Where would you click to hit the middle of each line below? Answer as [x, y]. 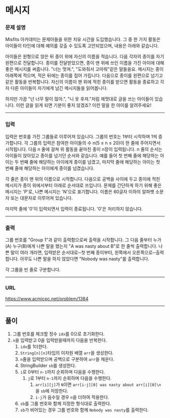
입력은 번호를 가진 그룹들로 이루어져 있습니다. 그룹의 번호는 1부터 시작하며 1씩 [81, 136]
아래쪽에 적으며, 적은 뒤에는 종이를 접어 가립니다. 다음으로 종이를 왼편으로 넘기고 [84, 75]
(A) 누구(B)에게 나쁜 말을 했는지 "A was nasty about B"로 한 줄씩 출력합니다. [81, 246]
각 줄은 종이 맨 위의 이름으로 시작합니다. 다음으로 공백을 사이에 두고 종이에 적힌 [83, 179]
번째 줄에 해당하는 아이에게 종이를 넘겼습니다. [50, 168]
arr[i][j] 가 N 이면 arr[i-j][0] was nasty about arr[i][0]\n [98, 385]
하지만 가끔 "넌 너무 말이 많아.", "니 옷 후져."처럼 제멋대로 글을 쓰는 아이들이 [79, 99]
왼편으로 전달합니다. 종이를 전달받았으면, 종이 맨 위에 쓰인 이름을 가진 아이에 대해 [85, 63]
